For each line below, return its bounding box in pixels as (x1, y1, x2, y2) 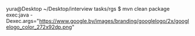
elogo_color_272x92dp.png (6, 23, 72, 30)
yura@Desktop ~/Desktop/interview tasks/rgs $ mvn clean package (6, 6, 170, 12)
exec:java (6, 11, 29, 18)
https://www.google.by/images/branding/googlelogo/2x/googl (39, 18, 189, 24)
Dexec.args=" (6, 18, 40, 24)
